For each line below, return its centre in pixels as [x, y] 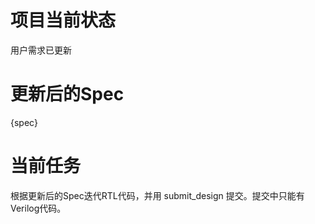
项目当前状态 [63, 20]
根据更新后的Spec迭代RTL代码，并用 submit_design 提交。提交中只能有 [157, 195]
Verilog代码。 [38, 208]
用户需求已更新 [41, 50]
